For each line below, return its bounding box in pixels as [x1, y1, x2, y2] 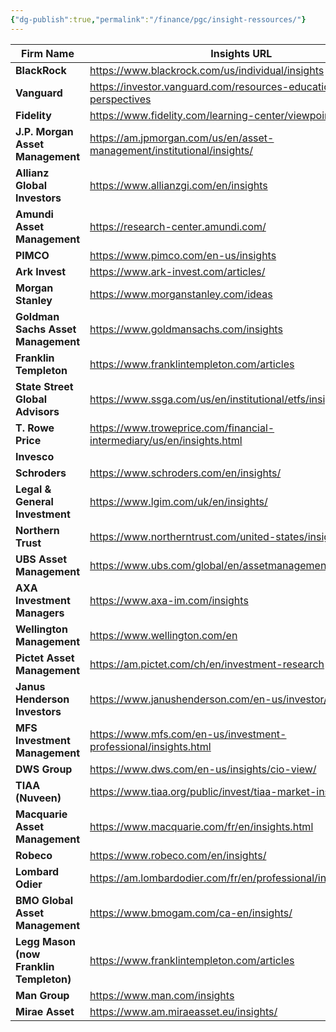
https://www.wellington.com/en [89, 628, 238, 642]
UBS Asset [15, 552, 68, 566]
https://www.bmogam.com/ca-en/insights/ [89, 906, 293, 920]
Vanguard [15, 86, 63, 100]
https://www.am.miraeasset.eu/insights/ [89, 1004, 278, 1018]
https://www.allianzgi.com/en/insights [89, 178, 268, 192]
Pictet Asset [15, 651, 75, 665]
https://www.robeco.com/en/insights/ [89, 848, 267, 862]
